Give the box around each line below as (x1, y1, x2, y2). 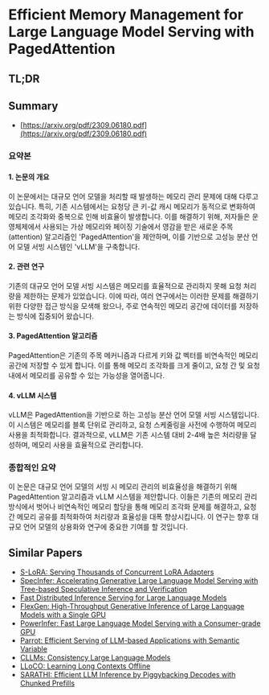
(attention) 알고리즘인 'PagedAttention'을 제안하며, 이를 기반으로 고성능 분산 (8, 232, 251, 241)
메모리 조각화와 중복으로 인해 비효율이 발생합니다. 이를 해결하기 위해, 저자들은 (8, 212, 251, 221)
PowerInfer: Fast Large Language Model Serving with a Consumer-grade (19, 619, 261, 628)
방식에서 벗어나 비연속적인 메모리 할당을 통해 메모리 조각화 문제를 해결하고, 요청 (8, 502, 257, 512)
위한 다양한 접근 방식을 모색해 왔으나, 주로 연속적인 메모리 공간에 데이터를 (8, 301, 238, 310)
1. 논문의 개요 (8, 171, 50, 182)
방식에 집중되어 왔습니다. (16, 311, 95, 321)
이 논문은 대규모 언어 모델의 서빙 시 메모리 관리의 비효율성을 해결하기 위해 (8, 482, 238, 491)
